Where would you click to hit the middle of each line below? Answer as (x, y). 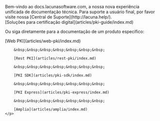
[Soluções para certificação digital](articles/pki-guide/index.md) (69, 22)
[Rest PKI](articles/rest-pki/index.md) (55, 58)
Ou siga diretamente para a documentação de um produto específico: (75, 32)
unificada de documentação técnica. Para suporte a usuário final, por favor (80, 12)
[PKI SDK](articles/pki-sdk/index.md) (53, 75)
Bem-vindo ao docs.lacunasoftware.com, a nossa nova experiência (72, 7)
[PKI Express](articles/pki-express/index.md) (62, 92)
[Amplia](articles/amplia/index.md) (51, 109)
